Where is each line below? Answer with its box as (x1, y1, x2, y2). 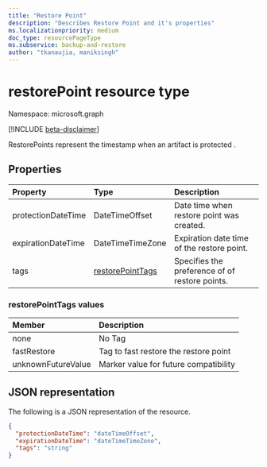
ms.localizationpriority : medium (8, 26, 119, 34)
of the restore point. (174, 242, 249, 253)
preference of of (174, 265, 236, 276)
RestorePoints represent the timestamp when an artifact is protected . (8, 140, 236, 149)
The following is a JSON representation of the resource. (8, 407, 191, 416)
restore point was (174, 210, 240, 221)
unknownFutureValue (12, 359, 91, 370)
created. (174, 219, 205, 230)
